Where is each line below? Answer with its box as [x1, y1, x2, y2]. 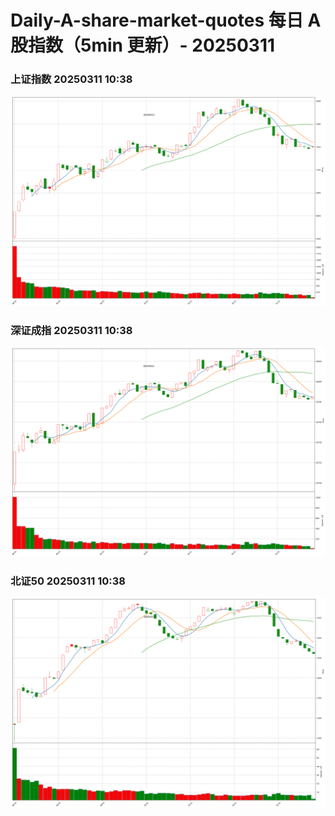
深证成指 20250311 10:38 [10, 323, 133, 337]
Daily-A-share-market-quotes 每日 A [10, 9, 322, 32]
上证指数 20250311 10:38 [10, 72, 133, 86]
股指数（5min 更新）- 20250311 [10, 34, 276, 57]
